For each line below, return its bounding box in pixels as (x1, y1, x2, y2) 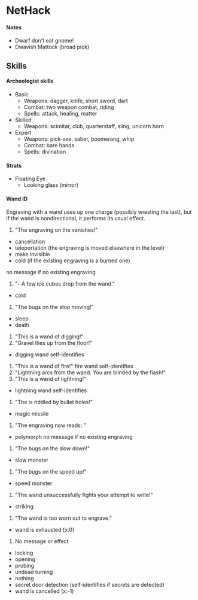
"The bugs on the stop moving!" (14, 304, 94, 311)
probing (14, 562, 35, 569)
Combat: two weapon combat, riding (23, 103, 114, 111)
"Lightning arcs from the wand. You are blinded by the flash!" (14, 369, 166, 376)
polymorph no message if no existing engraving (14, 434, 133, 441)
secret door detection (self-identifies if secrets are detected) (14, 581, 165, 589)
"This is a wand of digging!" (14, 333, 84, 340)
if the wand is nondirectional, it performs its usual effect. (6, 215, 145, 222)
